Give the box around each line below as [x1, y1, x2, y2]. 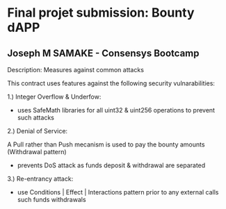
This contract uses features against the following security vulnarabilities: [7, 79, 216, 87]
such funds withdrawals [17, 196, 86, 203]
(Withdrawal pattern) [7, 148, 67, 156]
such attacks [17, 113, 54, 122]
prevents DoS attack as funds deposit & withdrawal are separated [17, 161, 206, 169]
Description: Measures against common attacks [7, 66, 145, 74]
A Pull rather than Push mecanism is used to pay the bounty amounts [7, 140, 205, 149]
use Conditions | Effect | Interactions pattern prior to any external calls [17, 188, 219, 196]
